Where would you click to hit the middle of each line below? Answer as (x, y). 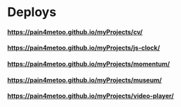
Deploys (32, 12)
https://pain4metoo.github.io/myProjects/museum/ (85, 80)
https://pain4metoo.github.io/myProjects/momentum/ (89, 64)
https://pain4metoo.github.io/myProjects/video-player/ (90, 96)
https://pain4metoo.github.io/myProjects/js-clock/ (83, 48)
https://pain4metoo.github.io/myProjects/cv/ (75, 31)
